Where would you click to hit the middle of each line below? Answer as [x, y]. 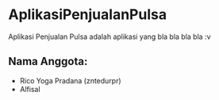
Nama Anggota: [48, 62]
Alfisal [30, 89]
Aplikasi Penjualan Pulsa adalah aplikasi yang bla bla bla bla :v [110, 37]
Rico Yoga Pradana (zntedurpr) [70, 80]
